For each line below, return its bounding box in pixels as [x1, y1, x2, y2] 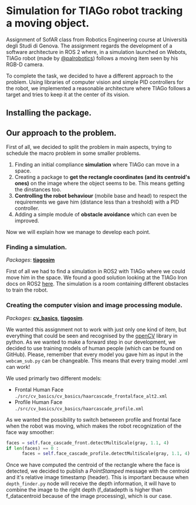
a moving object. [6, 16, 90, 30]
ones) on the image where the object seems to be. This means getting [14, 180, 185, 187]
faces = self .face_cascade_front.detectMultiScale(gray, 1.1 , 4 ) [6, 440, 169, 446]
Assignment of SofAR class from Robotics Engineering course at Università [6, 36, 188, 43]
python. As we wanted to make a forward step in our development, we [6, 338, 176, 345]
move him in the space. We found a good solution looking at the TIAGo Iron [6, 274, 188, 281]
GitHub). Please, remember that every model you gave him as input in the [6, 351, 184, 358]
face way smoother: [6, 428, 55, 435]
